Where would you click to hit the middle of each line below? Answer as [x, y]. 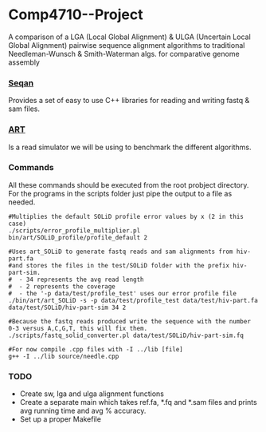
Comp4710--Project [76, 15]
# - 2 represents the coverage [62, 286]
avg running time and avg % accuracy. [83, 411]
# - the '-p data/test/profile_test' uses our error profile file [123, 293]
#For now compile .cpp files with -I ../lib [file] [96, 349]
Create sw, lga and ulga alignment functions [92, 394]
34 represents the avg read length [85, 279]
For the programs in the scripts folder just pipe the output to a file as [120, 193]
